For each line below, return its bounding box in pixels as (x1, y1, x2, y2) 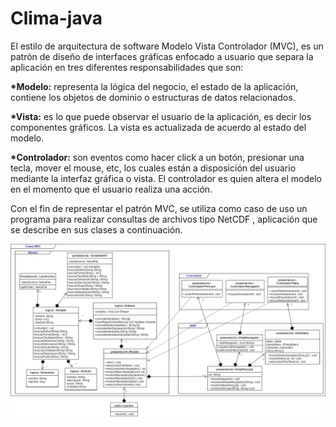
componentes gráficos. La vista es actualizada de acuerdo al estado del (10, 121, 307, 133)
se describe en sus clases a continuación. (10, 223, 183, 236)
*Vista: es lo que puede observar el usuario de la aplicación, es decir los (10, 110, 312, 122)
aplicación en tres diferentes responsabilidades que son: (10, 61, 244, 73)
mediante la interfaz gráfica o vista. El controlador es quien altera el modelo (10, 172, 322, 184)
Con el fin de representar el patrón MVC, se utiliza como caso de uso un (10, 202, 308, 214)
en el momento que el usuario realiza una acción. (10, 183, 213, 195)
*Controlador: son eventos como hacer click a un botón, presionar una (10, 151, 305, 163)
